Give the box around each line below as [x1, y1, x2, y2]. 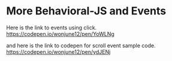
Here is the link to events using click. [6, 24, 97, 31]
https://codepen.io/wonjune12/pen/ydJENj [6, 48, 111, 55]
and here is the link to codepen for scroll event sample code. [6, 42, 156, 49]
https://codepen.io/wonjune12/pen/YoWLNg [6, 30, 115, 37]
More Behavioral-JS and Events [6, 4, 167, 18]
